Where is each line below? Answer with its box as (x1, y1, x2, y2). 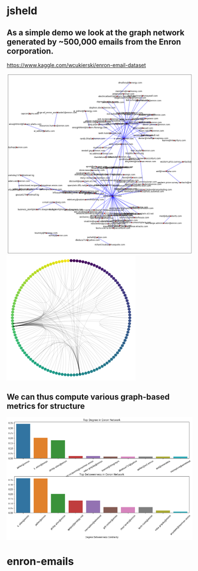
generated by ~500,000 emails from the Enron (6, 37, 181, 47)
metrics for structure (6, 401, 85, 411)
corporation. (6, 46, 54, 56)
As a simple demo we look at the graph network (6, 28, 185, 38)
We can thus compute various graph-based (6, 392, 170, 402)
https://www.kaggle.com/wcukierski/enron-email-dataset (6, 62, 146, 68)
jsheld (6, 4, 38, 18)
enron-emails (6, 555, 74, 568)
